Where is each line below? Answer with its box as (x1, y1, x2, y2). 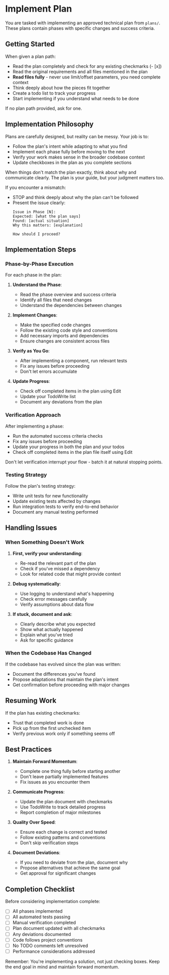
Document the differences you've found (12, 671, 96, 677)
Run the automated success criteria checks (12, 433, 103, 439)
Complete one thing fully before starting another (20, 768, 121, 774)
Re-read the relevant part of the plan (20, 560, 96, 566)
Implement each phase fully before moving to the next (12, 148, 125, 154)
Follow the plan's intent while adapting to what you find (12, 143, 128, 149)
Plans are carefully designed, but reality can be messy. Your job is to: (5, 133, 149, 139)
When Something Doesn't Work (5, 539, 85, 546)
